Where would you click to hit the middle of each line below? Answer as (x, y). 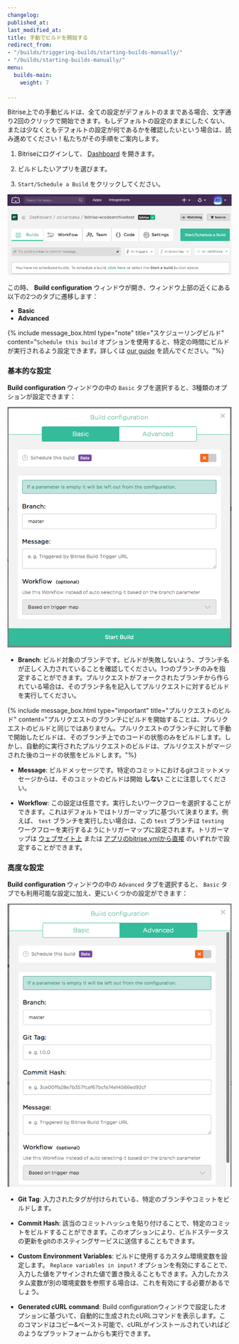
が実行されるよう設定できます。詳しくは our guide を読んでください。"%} (116, 350)
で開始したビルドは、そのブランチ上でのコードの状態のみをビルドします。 (116, 737)
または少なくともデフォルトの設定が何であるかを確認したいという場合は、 (116, 130)
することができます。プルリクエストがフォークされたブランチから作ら (127, 677)
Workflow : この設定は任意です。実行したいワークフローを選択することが (124, 803)
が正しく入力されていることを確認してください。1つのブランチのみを (118, 668)
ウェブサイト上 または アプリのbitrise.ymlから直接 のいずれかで (131, 838)
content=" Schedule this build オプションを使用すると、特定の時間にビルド (118, 342)
